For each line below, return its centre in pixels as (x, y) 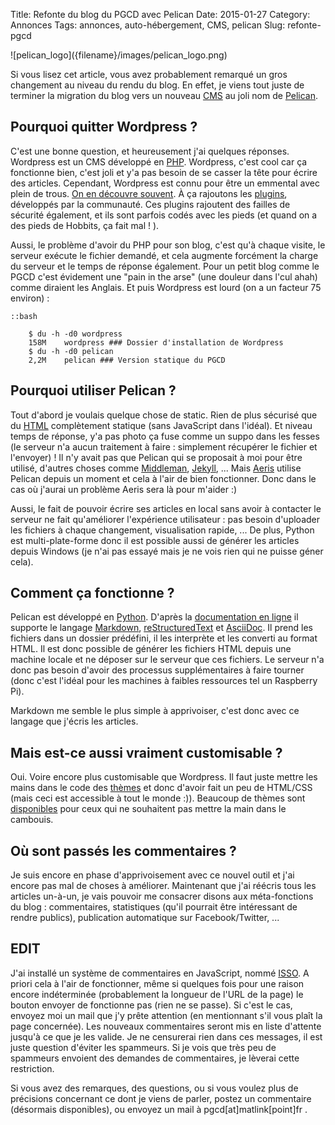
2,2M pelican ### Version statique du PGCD (127, 360)
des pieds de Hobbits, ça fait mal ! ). (85, 225)
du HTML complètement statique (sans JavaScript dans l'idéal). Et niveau (161, 425)
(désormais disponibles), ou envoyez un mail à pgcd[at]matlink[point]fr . (159, 1109)
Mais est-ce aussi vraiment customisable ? (146, 752)
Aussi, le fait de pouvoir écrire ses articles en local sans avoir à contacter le (166, 508)
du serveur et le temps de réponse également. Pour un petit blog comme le (165, 266)
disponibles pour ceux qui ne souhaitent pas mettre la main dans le (148, 809)
